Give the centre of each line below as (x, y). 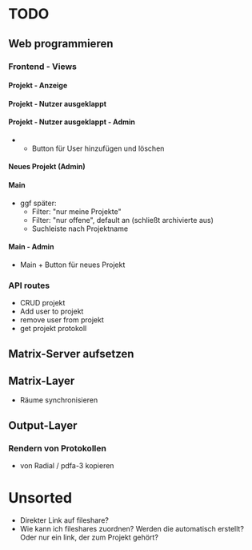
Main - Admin (31, 247)
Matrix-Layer (42, 380)
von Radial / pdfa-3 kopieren (67, 466)
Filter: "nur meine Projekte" (76, 211)
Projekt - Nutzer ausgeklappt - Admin (72, 122)
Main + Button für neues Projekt (72, 265)
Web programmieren (61, 44)
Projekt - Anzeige (38, 86)
